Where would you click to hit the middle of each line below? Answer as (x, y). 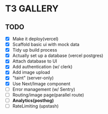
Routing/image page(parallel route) (48, 95)
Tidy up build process (35, 50)
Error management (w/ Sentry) (44, 89)
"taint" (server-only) (33, 78)
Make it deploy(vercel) (35, 39)
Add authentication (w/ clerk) (42, 67)
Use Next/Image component (41, 84)
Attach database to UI (35, 61)
